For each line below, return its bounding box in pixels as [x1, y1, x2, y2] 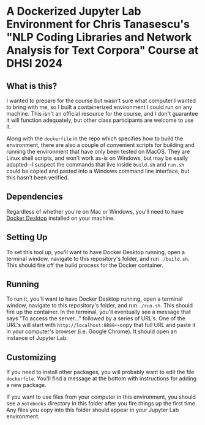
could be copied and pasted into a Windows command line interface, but [6, 167, 190, 175]
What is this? [6, 81, 58, 91]
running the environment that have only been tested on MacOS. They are [6, 148, 190, 155]
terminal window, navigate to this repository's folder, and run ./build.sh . [6, 255, 190, 262]
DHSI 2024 [6, 56, 63, 70]
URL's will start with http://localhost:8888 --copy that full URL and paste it [6, 322, 196, 329]
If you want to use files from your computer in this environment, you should [6, 393, 196, 401]
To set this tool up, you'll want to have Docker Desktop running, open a [6, 248, 185, 255]
